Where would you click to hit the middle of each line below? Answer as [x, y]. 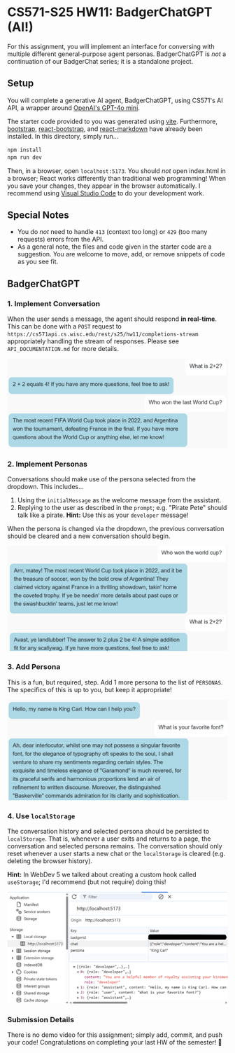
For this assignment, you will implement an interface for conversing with [111, 46]
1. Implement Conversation [54, 303]
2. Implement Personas [47, 464]
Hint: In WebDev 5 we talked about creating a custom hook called [102, 875]
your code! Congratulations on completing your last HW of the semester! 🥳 [115, 1042]
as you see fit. [38, 262]
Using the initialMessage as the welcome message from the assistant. [119, 500]
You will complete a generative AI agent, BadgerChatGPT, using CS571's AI [115, 100]
